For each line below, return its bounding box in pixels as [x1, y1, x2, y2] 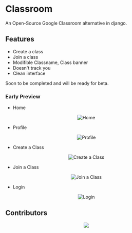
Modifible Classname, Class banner [12, 59, 88, 66]
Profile [12, 124, 27, 131]
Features [5, 35, 34, 44]
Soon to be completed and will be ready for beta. [5, 80, 109, 86]
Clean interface [12, 70, 46, 76]
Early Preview [5, 93, 41, 100]
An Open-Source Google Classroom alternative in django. [5, 20, 127, 26]
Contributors [5, 208, 48, 218]
